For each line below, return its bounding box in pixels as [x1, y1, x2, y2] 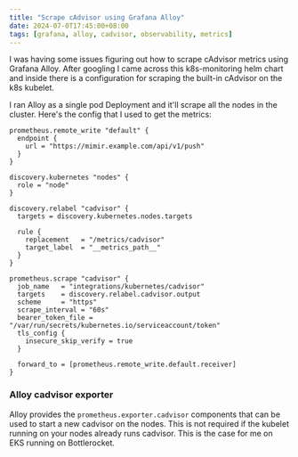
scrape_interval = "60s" [17, 306, 109, 314]
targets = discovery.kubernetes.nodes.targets [17, 212, 193, 221]
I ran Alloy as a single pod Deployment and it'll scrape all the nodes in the [9, 100, 278, 110]
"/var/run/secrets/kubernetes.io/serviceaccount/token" [9, 322, 221, 331]
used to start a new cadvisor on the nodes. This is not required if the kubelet [9, 418, 289, 428]
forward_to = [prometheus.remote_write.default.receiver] [17, 360, 238, 370]
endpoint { [17, 135, 58, 143]
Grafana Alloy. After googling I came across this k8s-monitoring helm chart [9, 63, 284, 74]
